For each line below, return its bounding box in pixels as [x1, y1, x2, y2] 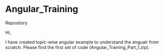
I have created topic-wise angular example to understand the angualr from [5, 39, 159, 45]
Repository [5, 20, 28, 26]
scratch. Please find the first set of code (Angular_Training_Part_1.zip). [5, 44, 150, 50]
